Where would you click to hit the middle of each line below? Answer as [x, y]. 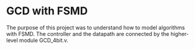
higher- [180, 33]
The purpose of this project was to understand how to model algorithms [96, 27]
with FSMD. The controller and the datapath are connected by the [88, 33]
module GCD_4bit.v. [44, 40]
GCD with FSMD [47, 11]
